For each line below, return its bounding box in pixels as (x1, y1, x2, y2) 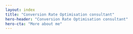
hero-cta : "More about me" (5, 21, 62, 26)
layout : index (5, 7, 36, 12)
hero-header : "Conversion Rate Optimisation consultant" (5, 16, 128, 21)
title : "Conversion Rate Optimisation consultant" (5, 12, 115, 17)
